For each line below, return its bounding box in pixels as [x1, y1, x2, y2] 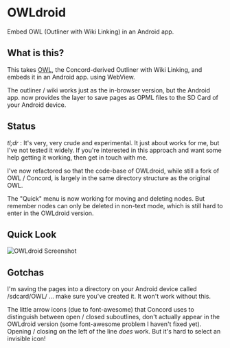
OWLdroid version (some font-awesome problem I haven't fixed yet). [7, 320, 202, 328]
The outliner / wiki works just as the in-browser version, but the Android [7, 86, 211, 94]
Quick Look [7, 228, 57, 240]
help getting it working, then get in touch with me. [7, 153, 148, 162]
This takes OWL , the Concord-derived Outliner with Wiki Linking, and [7, 65, 203, 73]
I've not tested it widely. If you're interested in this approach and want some [7, 146, 222, 154]
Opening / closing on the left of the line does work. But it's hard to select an [7, 327, 221, 336]
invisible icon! [7, 334, 46, 343]
